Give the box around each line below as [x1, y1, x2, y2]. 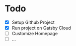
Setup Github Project [11, 19, 55, 25]
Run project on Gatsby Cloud [11, 25, 72, 31]
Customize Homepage [11, 31, 58, 37]
